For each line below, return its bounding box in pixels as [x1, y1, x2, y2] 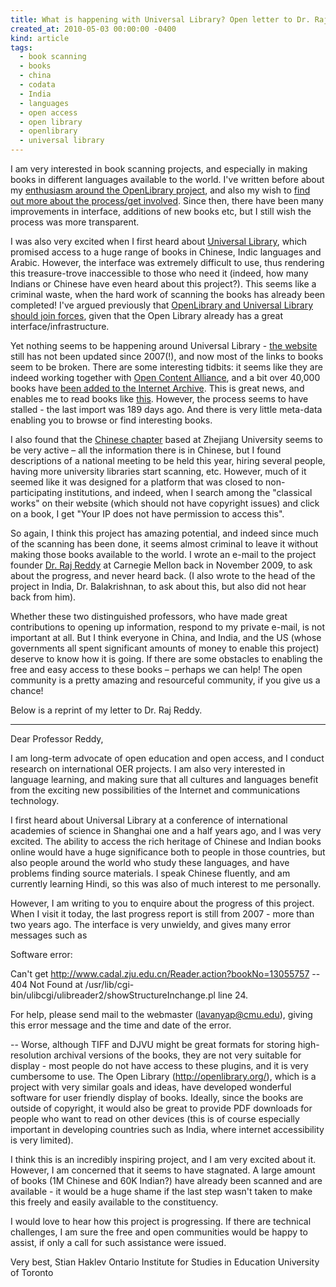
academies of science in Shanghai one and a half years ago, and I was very [10, 825, 322, 836]
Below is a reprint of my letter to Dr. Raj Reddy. [10, 704, 203, 716]
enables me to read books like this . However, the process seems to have [10, 393, 309, 405]
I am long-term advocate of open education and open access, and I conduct [10, 752, 325, 764]
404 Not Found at [10, 979, 83, 990]
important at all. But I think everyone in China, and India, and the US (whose [10, 632, 322, 643]
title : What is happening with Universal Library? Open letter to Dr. [10, 14, 311, 25]
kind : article [10, 33, 70, 43]
